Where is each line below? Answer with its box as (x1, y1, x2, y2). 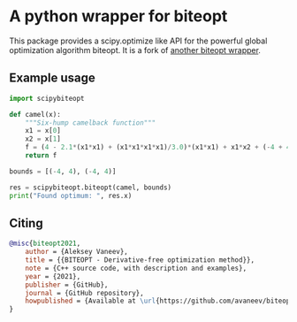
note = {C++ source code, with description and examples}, (25, 264, 247, 272)
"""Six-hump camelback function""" (25, 118, 156, 127)
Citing (9, 215, 43, 231)
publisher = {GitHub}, (25, 280, 109, 289)
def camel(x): (9, 110, 62, 119)
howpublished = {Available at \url (25, 296, 156, 306)
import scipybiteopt (9, 94, 86, 103)
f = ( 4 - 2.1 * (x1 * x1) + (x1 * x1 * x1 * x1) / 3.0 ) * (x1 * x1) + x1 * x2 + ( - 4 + (25, 143, 283, 152)
